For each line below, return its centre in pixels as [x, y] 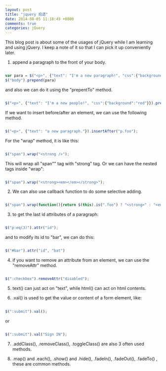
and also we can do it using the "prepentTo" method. [59, 90]
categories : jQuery [25, 28]
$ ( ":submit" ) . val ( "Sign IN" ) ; [36, 334]
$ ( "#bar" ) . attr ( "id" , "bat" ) [35, 251]
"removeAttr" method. [35, 265]
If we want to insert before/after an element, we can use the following [76, 112]
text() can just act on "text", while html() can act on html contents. [79, 288]
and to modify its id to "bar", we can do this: [50, 237]
